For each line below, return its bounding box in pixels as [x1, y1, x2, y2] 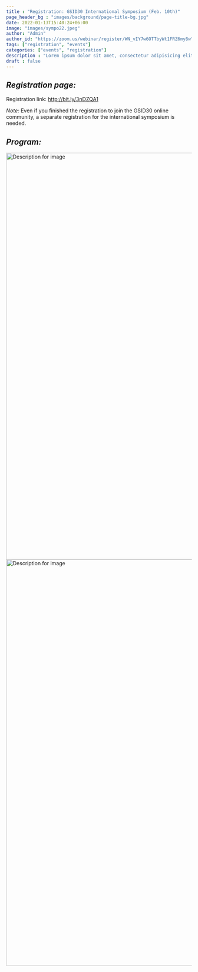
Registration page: [6, 80, 77, 90]
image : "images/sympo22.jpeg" [6, 25, 81, 31]
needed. [6, 119, 27, 127]
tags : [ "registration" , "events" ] [6, 42, 91, 48]
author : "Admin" [6, 31, 46, 37]
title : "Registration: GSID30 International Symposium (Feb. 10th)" [6, 8, 181, 15]
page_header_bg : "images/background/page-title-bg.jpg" [6, 14, 149, 20]
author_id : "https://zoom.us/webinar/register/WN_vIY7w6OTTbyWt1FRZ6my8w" [6, 36, 194, 42]
